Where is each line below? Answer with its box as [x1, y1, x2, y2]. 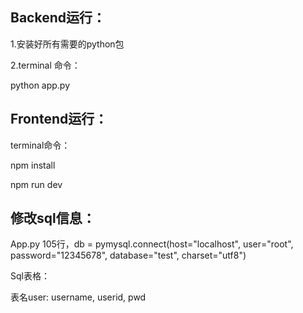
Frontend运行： [10, 111, 108, 128]
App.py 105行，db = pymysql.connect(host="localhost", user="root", [10, 238, 294, 250]
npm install [10, 159, 56, 171]
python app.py [10, 79, 71, 91]
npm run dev [10, 178, 63, 190]
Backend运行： [10, 9, 106, 27]
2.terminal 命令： [10, 59, 81, 71]
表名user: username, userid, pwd [10, 291, 147, 303]
